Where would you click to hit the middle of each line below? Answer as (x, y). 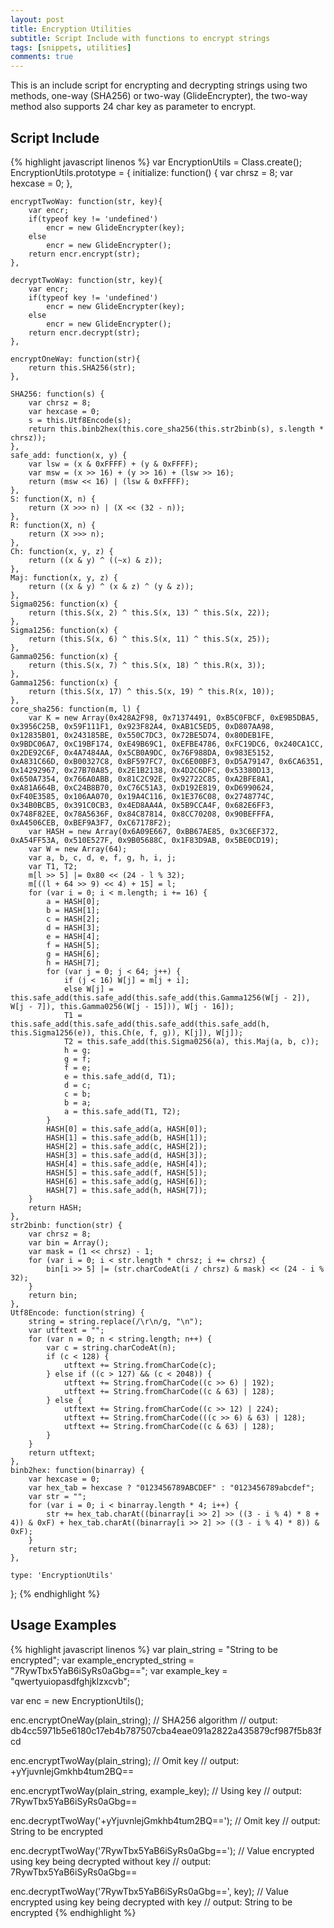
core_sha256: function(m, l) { (75, 709)
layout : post (37, 19)
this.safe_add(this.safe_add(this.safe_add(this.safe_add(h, (140, 1024)
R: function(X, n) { (53, 525)
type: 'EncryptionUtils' (62, 1575)
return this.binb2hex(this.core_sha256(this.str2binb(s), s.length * (176, 429)
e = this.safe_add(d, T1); (120, 1076)
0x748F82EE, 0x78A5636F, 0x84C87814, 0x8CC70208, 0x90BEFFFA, (142, 814)
